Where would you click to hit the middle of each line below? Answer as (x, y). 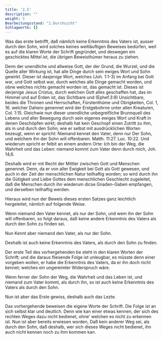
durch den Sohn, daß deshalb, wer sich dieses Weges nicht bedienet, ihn (78, 327)
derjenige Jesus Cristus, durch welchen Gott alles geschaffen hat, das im (78, 92)
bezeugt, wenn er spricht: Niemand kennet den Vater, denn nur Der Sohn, (79, 134)
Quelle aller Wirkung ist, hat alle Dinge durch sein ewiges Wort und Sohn (78, 71)
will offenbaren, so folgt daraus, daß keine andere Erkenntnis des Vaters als (81, 219)
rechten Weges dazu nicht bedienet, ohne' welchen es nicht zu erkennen (78, 317)
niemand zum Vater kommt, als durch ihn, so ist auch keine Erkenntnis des (80, 282)
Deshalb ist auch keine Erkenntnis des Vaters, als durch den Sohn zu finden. (81, 243)
